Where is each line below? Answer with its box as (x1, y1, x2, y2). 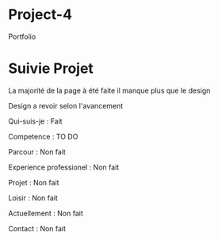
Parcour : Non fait (8, 147, 66, 156)
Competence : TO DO (8, 131, 78, 141)
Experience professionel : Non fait (8, 162, 120, 172)
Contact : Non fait (8, 223, 66, 233)
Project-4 (8, 6, 73, 24)
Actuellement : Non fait (8, 208, 83, 218)
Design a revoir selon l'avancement (8, 101, 124, 110)
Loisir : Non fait (8, 192, 58, 203)
